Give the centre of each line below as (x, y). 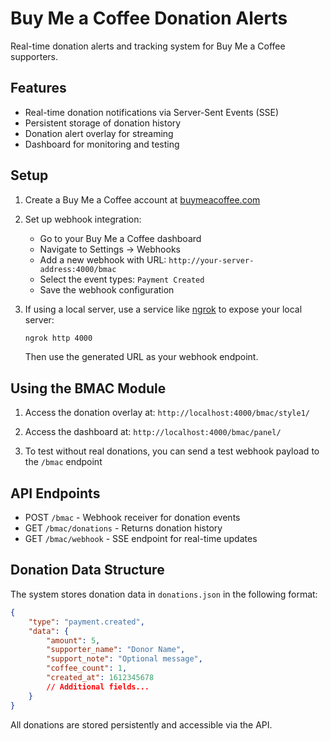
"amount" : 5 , (73, 640)
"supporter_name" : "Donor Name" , (116, 650)
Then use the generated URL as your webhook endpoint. (141, 357)
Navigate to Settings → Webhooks (110, 249)
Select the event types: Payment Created (122, 279)
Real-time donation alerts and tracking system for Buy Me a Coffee (148, 46)
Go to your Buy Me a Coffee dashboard (120, 238)
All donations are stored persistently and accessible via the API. (141, 724)
